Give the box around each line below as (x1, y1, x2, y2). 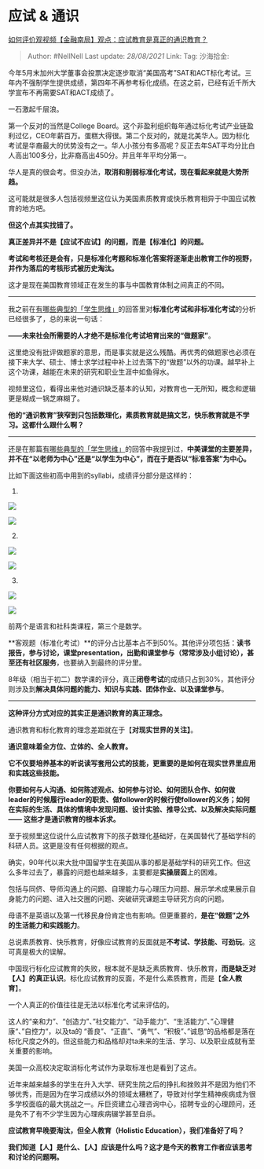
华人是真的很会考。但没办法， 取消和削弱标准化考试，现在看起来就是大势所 (8, 167, 249, 177)
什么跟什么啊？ (35, 420, 84, 429)
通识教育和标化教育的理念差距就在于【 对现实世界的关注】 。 (8, 724, 198, 735)
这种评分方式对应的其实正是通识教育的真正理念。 (8, 708, 167, 717)
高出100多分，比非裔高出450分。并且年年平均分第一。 (14, 150, 191, 159)
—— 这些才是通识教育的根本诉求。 (8, 814, 120, 823)
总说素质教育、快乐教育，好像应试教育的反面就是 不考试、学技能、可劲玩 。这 (8, 936, 256, 947)
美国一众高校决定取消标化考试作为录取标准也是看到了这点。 (8, 1062, 201, 1072)
